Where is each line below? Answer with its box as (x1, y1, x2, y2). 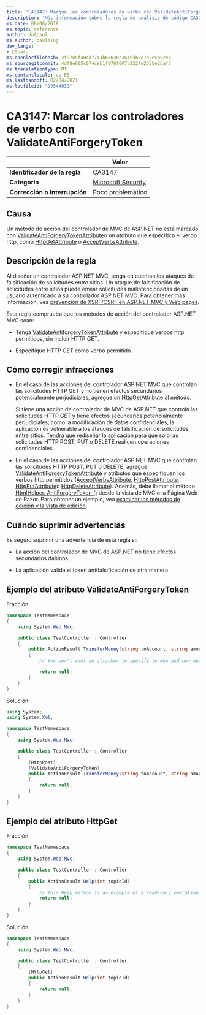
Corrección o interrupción (9, 188, 87, 196)
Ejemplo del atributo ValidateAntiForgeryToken (6, 584, 189, 595)
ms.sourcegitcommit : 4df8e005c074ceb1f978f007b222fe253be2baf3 (6, 60, 172, 66)
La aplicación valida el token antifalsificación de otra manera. (15, 566, 170, 574)
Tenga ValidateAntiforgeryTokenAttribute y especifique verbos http (15, 329, 185, 336)
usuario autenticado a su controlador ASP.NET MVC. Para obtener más (6, 292, 186, 299)
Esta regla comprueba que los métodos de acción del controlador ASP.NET (6, 310, 196, 317)
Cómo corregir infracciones (6, 364, 115, 374)
